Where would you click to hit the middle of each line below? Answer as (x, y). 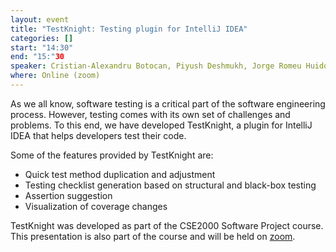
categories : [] (42, 38)
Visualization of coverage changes (96, 206)
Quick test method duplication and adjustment (120, 174)
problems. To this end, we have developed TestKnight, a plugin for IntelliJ (161, 125)
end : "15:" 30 (37, 57)
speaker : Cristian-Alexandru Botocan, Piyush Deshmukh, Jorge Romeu (156, 66)
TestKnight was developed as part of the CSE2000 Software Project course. (167, 225)
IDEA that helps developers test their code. (98, 135)
